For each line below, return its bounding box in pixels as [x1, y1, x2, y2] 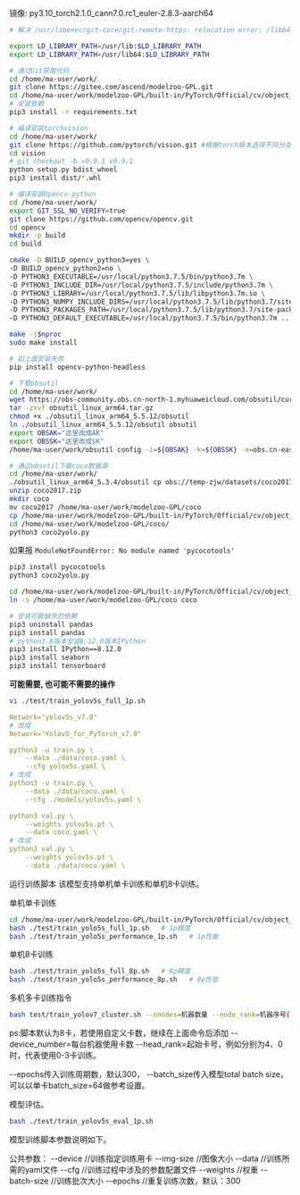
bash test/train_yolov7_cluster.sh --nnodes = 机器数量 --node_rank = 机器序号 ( [9, 1010, 291, 1020]
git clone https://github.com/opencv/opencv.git [9, 214, 194, 223]
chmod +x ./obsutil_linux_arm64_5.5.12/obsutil [9, 412, 190, 422]
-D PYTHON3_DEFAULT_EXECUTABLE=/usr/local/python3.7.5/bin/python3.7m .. [9, 313, 290, 323]
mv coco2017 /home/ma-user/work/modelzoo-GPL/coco [9, 503, 202, 512]
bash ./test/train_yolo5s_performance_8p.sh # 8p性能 [9, 975, 219, 984]
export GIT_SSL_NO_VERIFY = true [9, 206, 126, 215]
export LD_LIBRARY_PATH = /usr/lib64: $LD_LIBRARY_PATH [9, 50, 210, 59]
